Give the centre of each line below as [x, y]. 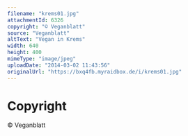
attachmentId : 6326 [36, 20]
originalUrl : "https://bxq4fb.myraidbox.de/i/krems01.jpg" [95, 71]
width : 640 [23, 46]
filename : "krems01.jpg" [43, 14]
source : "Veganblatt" [39, 33]
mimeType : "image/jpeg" [42, 59]
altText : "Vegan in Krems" [46, 40]
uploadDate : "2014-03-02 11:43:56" [59, 65]
